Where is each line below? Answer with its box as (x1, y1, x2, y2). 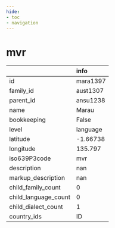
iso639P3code (9, 154, 51, 163)
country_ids (9, 213, 42, 221)
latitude (9, 135, 30, 143)
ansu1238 (76, 96, 105, 105)
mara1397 (76, 77, 106, 85)
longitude (9, 145, 36, 153)
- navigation (6, 20, 39, 26)
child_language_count (9, 193, 70, 201)
